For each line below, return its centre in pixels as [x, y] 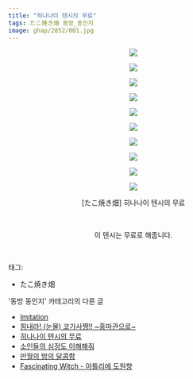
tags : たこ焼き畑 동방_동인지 [51, 23]
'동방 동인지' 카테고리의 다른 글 [56, 301]
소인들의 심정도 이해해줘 [57, 346]
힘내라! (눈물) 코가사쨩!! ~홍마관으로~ [78, 327]
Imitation [34, 317]
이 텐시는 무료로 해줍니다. [133, 235]
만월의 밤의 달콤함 [47, 356]
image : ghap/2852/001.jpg [51, 30]
